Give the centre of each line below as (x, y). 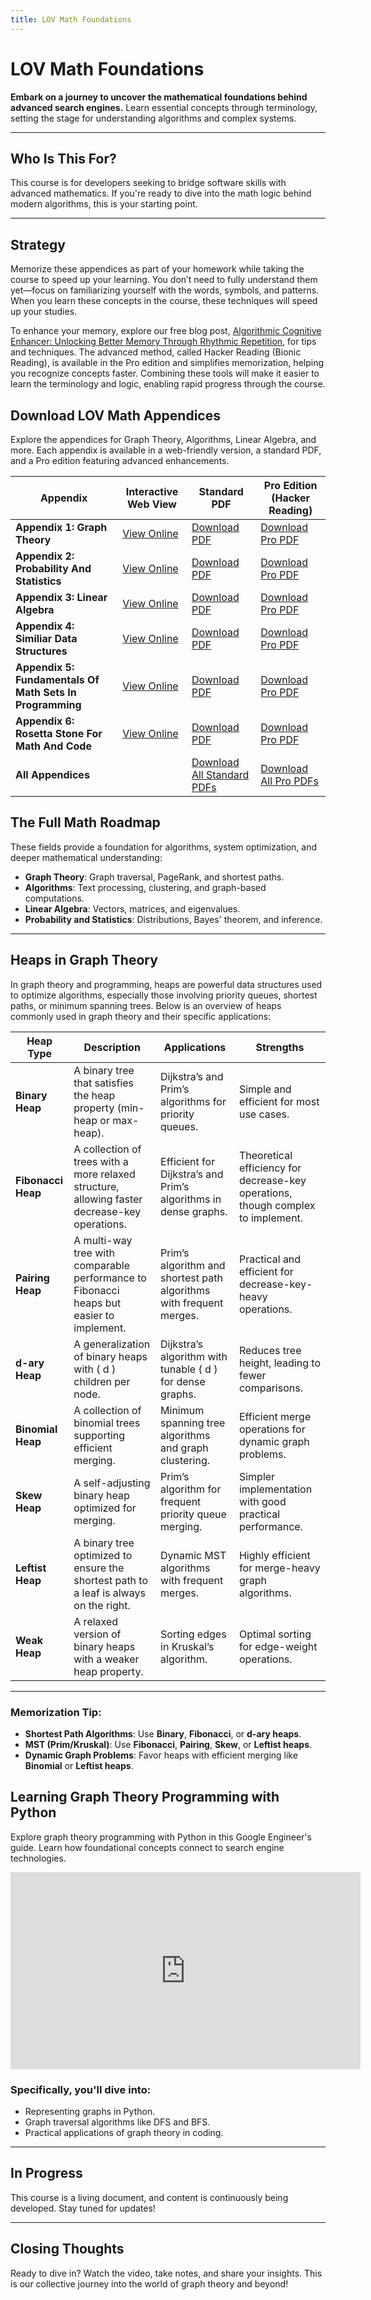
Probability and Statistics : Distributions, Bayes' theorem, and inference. (173, 919)
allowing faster (108, 1199)
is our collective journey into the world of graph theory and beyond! (149, 2283)
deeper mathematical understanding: (86, 857)
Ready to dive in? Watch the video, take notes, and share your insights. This (166, 2273)
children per (102, 1381)
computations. (54, 898)
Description (112, 1047)
